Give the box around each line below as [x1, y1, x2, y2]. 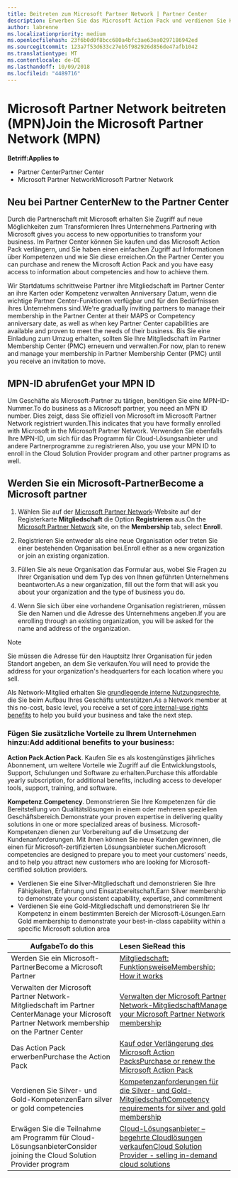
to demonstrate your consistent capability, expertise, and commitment [17, 895, 222, 903]
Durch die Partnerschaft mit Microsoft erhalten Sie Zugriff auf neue [7, 215, 203, 224]
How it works [119, 971, 164, 981]
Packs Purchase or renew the [119, 1057, 215, 1066]
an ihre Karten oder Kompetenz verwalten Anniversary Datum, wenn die [7, 289, 217, 298]
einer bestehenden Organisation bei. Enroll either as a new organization [17, 544, 225, 552]
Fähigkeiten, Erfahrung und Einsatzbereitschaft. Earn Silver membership [17, 887, 227, 895]
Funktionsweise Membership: [119, 962, 216, 972]
